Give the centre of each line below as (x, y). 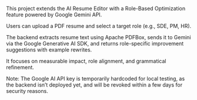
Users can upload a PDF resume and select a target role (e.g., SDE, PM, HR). (99, 26)
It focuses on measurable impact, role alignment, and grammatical (86, 61)
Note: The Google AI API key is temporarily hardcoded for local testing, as (96, 79)
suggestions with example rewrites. (49, 50)
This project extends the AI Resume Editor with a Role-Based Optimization (96, 8)
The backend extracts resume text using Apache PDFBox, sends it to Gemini (98, 37)
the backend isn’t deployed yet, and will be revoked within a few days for (94, 85)
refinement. (20, 67)
